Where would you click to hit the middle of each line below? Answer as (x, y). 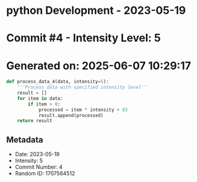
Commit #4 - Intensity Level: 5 (83, 38)
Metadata (25, 140)
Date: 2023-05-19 (37, 154)
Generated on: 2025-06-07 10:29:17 (99, 65)
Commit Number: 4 (39, 167)
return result (35, 121)
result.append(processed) (71, 115)
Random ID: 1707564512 (45, 174)
